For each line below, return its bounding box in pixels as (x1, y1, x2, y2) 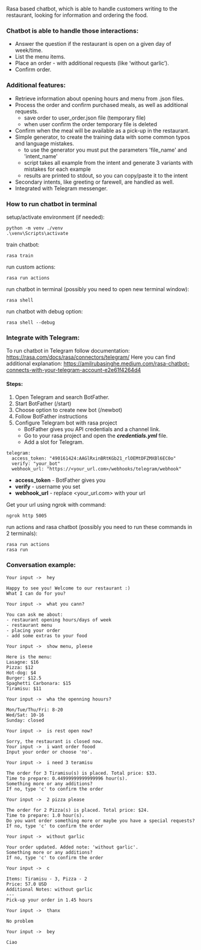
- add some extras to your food (6, 632, 87, 639)
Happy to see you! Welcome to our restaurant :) (6, 585, 131, 591)
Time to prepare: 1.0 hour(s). (6, 812, 85, 818)
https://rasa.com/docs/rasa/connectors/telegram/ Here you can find (6, 353, 176, 361)
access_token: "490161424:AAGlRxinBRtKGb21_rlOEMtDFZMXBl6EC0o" (11, 455, 176, 461)
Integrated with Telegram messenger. (14, 184, 108, 192)
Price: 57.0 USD (6, 881, 47, 887)
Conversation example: (6, 561, 76, 570)
